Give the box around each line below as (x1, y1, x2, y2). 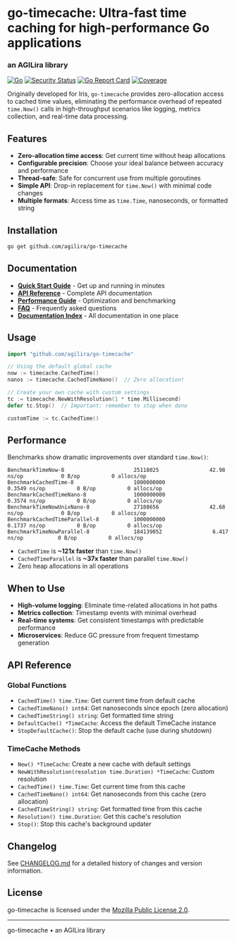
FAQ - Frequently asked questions (17, 303, 117, 312)
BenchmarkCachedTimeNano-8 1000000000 (7, 492, 166, 499)
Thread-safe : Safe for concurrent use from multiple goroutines (17, 174, 201, 183)
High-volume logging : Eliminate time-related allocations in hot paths (17, 601, 217, 609)
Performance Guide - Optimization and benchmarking (17, 296, 176, 305)
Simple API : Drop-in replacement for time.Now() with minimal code (17, 181, 212, 190)
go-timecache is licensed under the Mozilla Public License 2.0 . (7, 905, 190, 914)
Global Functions (7, 680, 67, 690)
